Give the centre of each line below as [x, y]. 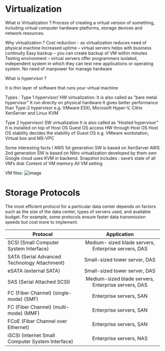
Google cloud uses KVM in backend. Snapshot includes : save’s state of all [80, 158]
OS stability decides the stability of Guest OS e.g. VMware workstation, [77, 133]
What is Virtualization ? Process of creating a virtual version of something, [80, 23]
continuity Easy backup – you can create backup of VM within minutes [76, 53]
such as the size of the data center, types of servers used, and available [78, 211]
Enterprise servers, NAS [120, 338]
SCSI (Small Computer [33, 242]
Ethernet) [18, 327]
